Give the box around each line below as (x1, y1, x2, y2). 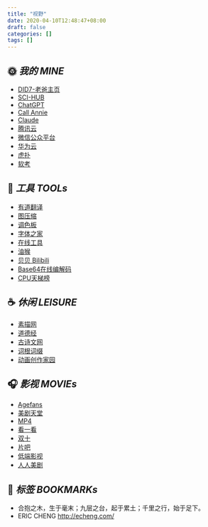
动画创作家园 (17, 355, 55, 364)
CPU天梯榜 (17, 273, 50, 282)
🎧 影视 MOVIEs (7, 378, 77, 390)
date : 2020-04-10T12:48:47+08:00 (7, 17, 106, 24)
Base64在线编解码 (17, 264, 72, 273)
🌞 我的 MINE (7, 65, 65, 77)
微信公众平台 (17, 133, 55, 141)
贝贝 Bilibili (17, 256, 50, 264)
